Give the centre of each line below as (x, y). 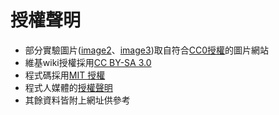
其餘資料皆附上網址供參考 (77, 100)
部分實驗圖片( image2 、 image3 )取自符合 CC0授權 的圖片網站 (147, 50)
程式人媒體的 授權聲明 (68, 87)
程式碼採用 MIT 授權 (65, 75)
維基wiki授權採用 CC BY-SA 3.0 (88, 62)
